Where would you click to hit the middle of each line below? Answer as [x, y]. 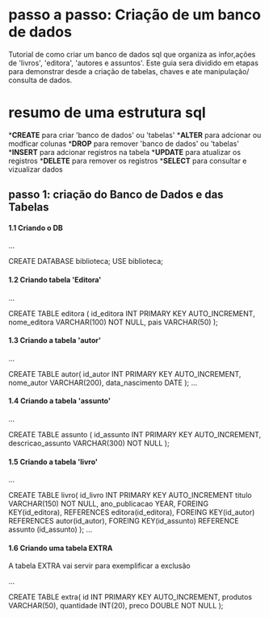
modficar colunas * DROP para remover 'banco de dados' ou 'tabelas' [124, 144]
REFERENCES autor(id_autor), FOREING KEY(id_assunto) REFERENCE [124, 521]
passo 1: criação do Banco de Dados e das [116, 195]
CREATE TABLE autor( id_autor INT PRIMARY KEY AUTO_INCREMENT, [125, 374]
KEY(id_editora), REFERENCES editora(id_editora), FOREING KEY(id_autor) [132, 512]
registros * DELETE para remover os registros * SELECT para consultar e [128, 161]
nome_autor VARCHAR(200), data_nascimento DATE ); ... [103, 382]
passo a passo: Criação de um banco [134, 15]
